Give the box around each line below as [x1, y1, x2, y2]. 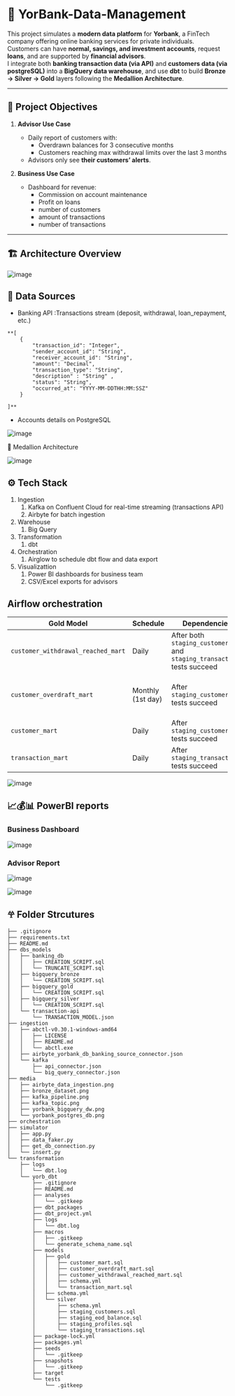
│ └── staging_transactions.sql [32, 1327, 145, 1334]
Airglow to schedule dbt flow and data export [27, 555, 159, 564]
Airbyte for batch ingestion [27, 510, 106, 519]
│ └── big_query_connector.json [7, 1069, 120, 1076]
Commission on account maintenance [38, 190, 148, 198]
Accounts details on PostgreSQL [17, 416, 111, 424]
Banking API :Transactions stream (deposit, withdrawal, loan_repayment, [17, 309, 227, 318]
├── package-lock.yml [32, 1332, 96, 1340]
